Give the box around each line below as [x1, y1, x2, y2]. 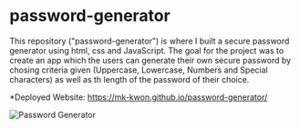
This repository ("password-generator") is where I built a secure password [9, 35, 290, 46]
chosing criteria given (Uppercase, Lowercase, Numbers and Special [9, 64, 268, 75]
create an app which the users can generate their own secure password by [9, 54, 292, 65]
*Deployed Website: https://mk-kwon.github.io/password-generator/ [9, 92, 268, 103]
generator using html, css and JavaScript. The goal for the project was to [9, 44, 284, 55]
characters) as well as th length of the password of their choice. [9, 74, 250, 84]
